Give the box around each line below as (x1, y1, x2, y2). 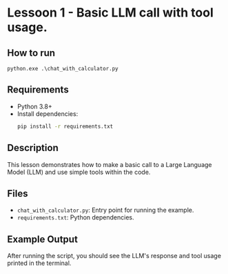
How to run (7, 47, 56, 59)
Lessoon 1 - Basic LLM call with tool (7, 5, 214, 21)
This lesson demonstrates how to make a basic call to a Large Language (7, 160, 212, 168)
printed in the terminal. (7, 259, 72, 267)
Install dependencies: (17, 109, 79, 118)
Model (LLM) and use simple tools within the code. (7, 168, 151, 176)
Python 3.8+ (17, 102, 53, 110)
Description (7, 142, 59, 154)
